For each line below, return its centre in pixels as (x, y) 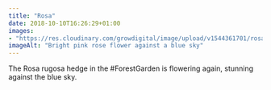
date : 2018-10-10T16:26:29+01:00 (65, 23)
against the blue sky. (43, 77)
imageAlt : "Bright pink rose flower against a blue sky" (106, 46)
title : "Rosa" (32, 16)
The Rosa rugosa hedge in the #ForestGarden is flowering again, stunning (131, 68)
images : (21, 31)
